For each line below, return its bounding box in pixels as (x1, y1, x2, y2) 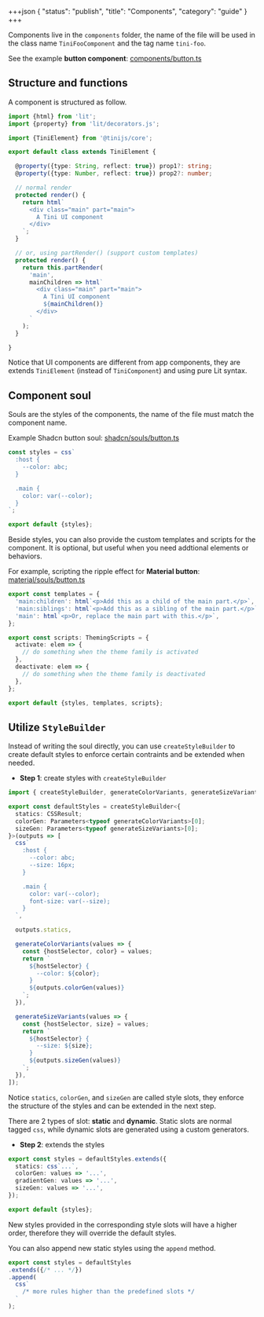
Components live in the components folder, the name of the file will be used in (8, 31, 255, 39)
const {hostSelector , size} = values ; (22, 1020, 149, 1028)
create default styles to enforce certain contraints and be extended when (8, 750, 245, 759)
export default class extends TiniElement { (8, 148, 156, 156)
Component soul (8, 389, 92, 402)
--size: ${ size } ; (36, 1042, 93, 1050)
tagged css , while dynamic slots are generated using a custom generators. (8, 1125, 250, 1134)
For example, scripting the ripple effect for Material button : (8, 567, 200, 576)
